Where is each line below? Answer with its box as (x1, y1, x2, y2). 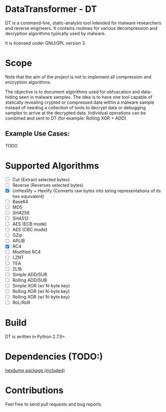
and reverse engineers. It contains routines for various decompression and (5, 25, 158, 31)
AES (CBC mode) (12, 227, 48, 233)
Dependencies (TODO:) (5, 351, 103, 362)
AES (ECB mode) (12, 221, 47, 227)
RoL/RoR (12, 299, 31, 305)
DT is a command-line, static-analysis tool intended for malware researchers (5, 20, 162, 26)
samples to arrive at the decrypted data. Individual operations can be (5, 110, 146, 116)
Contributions (5, 385, 63, 396)
